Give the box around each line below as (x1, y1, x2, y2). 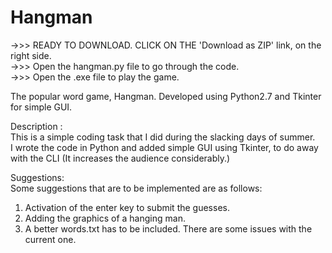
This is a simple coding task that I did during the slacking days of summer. (10, 131, 316, 143)
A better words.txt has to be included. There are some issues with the (24, 222, 313, 235)
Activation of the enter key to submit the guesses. (24, 201, 230, 213)
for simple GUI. (10, 101, 73, 113)
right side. (10, 49, 52, 61)
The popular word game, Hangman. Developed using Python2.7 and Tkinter (10, 90, 322, 102)
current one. (24, 233, 77, 245)
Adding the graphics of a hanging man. (24, 212, 186, 224)
